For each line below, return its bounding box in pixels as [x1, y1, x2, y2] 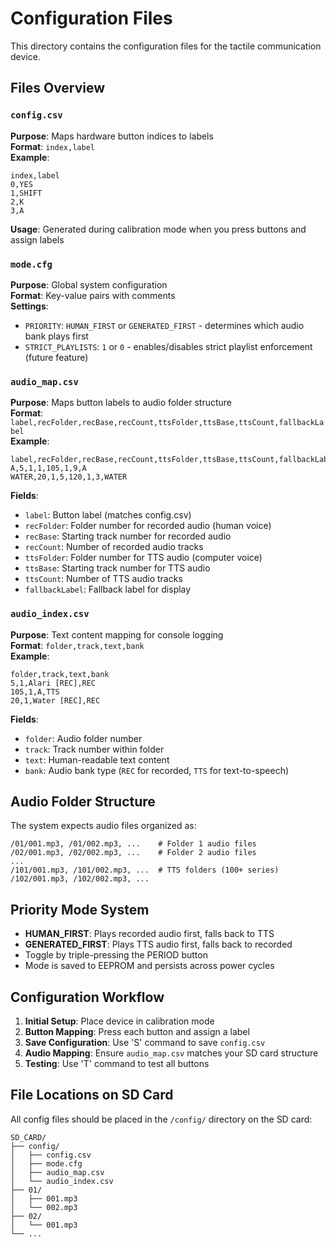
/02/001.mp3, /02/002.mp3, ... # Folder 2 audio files [10, 848, 257, 858]
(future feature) [24, 351, 89, 363]
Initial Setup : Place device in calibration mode [24, 1015, 215, 1027]
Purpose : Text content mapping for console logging [10, 628, 224, 641]
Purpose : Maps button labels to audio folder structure [10, 397, 233, 409]
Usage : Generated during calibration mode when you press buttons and [10, 223, 307, 235]
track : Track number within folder [24, 743, 165, 755]
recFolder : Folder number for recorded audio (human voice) [24, 520, 272, 532]
